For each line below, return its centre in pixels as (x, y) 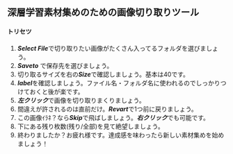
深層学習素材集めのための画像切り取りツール (103, 12)
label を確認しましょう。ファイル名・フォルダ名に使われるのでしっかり (119, 83)
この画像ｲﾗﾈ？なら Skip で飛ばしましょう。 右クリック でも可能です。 (113, 117)
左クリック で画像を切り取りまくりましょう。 (81, 100)
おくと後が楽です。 (57, 92)
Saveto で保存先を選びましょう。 (65, 65)
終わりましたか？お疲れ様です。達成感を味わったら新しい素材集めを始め (121, 135)
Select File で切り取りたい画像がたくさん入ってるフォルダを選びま (112, 48)
